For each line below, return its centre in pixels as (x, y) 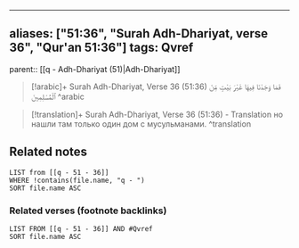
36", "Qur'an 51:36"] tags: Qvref (101, 48)
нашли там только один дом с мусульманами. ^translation (141, 124)
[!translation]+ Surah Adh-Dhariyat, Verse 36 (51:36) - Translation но (157, 114)
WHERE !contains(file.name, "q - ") (77, 180)
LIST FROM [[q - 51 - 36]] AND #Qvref (81, 228)
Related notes (48, 152)
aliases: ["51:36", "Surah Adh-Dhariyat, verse (139, 33)
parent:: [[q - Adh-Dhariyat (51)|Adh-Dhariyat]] (95, 69)
